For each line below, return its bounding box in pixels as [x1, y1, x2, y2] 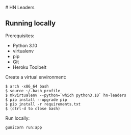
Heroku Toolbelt [12, 64, 47, 70]
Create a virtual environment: [5, 74, 67, 80]
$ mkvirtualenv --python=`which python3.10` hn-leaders [5, 93, 126, 98]
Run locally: [5, 115, 30, 121]
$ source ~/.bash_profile [5, 88, 60, 93]
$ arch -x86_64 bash [5, 84, 49, 89]
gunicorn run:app [5, 125, 42, 130]
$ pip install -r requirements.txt [5, 101, 81, 106]
